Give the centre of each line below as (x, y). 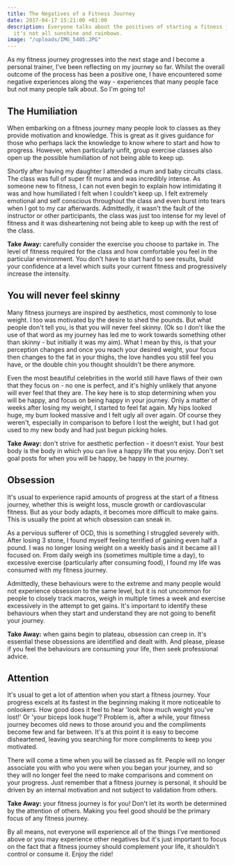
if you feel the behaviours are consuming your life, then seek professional (112, 649)
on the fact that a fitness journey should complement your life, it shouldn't (113, 847)
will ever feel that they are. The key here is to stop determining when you (112, 392)
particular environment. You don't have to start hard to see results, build (110, 258)
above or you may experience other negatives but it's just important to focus (117, 839)
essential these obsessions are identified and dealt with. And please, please (116, 641)
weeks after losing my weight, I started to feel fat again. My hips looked (110, 407)
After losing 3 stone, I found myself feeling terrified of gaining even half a (112, 540)
